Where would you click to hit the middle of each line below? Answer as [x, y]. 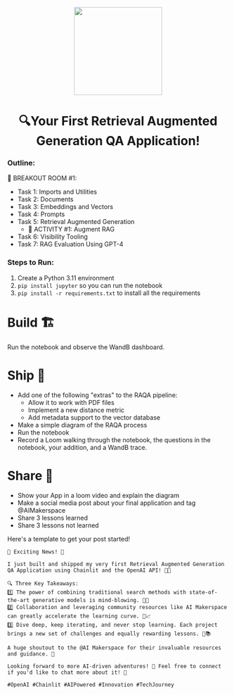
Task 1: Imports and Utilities [57, 192]
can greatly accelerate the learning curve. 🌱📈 [79, 616]
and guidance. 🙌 [31, 654]
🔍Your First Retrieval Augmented [118, 121]
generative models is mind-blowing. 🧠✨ [91, 600]
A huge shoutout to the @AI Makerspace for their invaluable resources [114, 648]
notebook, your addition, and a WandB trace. [82, 447]
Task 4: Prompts [41, 214]
